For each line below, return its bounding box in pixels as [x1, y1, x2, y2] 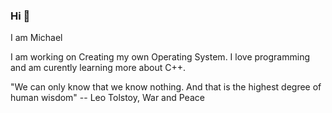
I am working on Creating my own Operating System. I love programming [10, 51, 311, 63]
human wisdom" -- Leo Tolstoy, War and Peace [10, 92, 205, 104]
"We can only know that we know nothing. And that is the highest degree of [10, 81, 322, 93]
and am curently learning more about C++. [10, 62, 186, 74]
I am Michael [10, 32, 63, 44]
